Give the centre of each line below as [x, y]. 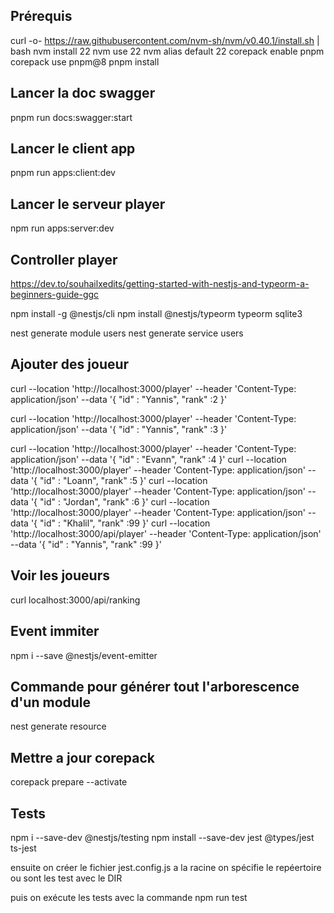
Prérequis [41, 16]
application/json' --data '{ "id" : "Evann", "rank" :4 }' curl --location [148, 459]
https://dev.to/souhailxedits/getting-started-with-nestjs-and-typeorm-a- [160, 284]
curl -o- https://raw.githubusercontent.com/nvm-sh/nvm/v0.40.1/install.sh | [165, 40]
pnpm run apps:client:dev [63, 173]
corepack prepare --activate [69, 782]
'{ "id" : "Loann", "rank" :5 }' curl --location [119, 480]
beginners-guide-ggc [55, 295]
